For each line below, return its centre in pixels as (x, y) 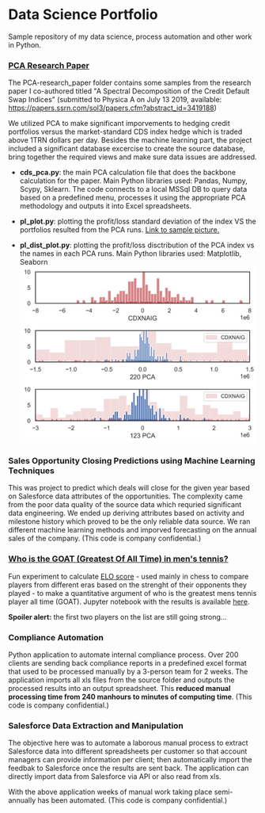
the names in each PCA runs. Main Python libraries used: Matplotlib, (131, 254)
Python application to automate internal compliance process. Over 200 (123, 655)
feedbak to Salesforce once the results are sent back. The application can (129, 768)
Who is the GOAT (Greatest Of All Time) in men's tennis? (118, 559)
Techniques (32, 471)
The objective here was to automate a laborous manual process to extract (128, 743)
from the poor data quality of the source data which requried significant (125, 505)
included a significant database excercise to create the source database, (127, 149)
